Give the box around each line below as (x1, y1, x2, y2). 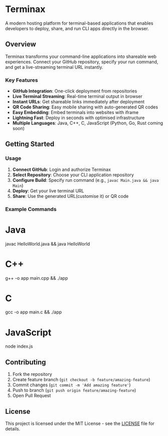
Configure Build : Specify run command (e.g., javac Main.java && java (12, 177, 159, 183)
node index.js (5, 343, 33, 350)
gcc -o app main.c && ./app (5, 309, 62, 315)
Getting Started (5, 140, 55, 149)
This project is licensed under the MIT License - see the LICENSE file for (5, 420, 154, 426)
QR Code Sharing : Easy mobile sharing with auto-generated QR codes (12, 104, 158, 110)
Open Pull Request (12, 393, 51, 399)
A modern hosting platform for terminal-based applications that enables (5, 20, 153, 26)
